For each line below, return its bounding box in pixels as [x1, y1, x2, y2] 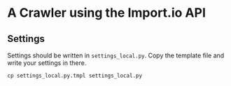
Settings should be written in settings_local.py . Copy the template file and [7, 51, 225, 59]
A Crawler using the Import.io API [7, 5, 206, 21]
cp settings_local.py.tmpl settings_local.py [7, 72, 142, 79]
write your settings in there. [7, 59, 87, 67]
